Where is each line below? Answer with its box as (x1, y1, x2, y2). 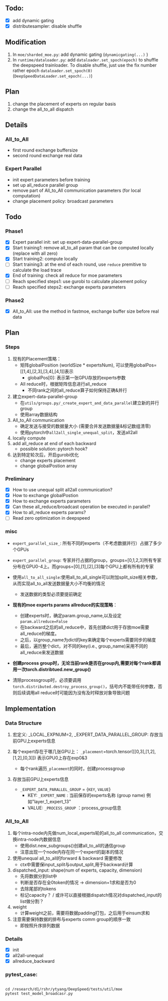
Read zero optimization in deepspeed (12, 515, 90, 521)
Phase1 (5, 228, 23, 235)
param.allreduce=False (20, 619, 68, 624)
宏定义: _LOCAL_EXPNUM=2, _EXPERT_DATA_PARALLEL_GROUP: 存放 (12, 732, 159, 738)
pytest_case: (5, 971, 38, 978)
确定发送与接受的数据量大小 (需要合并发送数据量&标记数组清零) (20, 423, 151, 429)
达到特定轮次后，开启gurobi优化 (12, 452, 79, 458)
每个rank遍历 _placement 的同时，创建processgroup (20, 765, 125, 772)
